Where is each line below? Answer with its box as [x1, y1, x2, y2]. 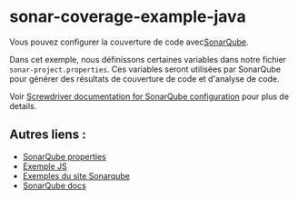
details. [9, 100, 37, 111]
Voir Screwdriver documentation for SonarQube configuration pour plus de [9, 91, 289, 102]
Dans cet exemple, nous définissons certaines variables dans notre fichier [9, 54, 287, 65]
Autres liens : [9, 127, 86, 143]
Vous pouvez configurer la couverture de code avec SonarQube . [9, 36, 249, 47]
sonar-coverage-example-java [9, 6, 247, 27]
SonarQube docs [22, 180, 86, 191]
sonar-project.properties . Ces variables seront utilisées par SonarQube [9, 64, 282, 75]
